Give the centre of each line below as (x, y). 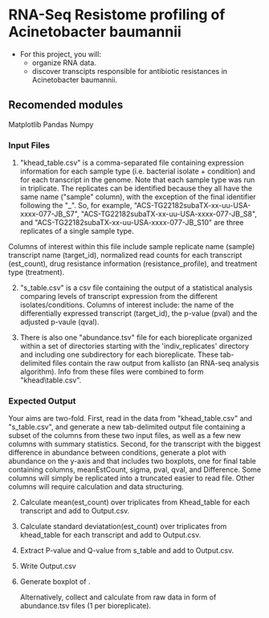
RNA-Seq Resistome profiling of (117, 15)
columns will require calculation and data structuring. (96, 487)
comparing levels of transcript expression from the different (119, 297)
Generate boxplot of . (55, 582)
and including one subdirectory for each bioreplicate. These (119, 354)
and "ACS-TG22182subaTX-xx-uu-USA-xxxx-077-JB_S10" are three (132, 223)
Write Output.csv (48, 566)
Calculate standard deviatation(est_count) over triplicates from (123, 526)
